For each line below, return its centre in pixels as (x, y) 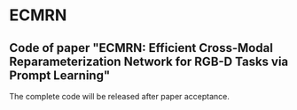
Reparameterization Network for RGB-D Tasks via (149, 61)
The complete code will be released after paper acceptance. (120, 96)
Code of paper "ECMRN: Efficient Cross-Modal (141, 48)
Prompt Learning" (60, 75)
